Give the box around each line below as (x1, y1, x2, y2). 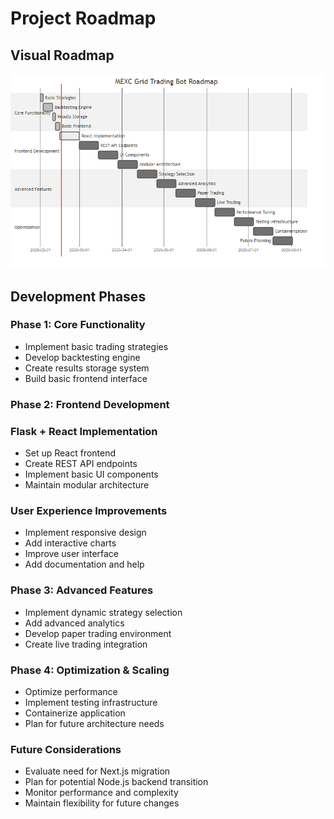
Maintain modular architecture (24, 479, 150, 491)
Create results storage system (24, 362, 150, 374)
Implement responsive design (24, 527, 147, 539)
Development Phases (10, 288, 147, 305)
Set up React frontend (24, 447, 117, 459)
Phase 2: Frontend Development (10, 397, 170, 411)
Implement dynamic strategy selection (24, 606, 183, 618)
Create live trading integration (24, 638, 148, 650)
